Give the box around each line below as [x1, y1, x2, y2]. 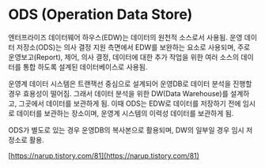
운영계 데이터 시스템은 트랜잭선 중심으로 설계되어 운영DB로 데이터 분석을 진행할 [8, 79, 252, 88]
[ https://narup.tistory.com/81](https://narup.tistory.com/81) [8, 151, 200, 160]
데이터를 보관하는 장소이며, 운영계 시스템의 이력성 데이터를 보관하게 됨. [16, 108, 234, 118]
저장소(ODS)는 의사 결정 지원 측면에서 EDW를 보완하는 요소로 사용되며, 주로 [16, 42, 251, 52]
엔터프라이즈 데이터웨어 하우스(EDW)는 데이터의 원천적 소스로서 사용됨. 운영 [8, 32, 243, 42]
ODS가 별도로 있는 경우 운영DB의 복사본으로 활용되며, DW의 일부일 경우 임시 [8, 125, 244, 135]
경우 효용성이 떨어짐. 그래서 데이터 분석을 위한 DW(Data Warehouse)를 [8, 88, 229, 98]
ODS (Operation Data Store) [8, 6, 193, 24]
